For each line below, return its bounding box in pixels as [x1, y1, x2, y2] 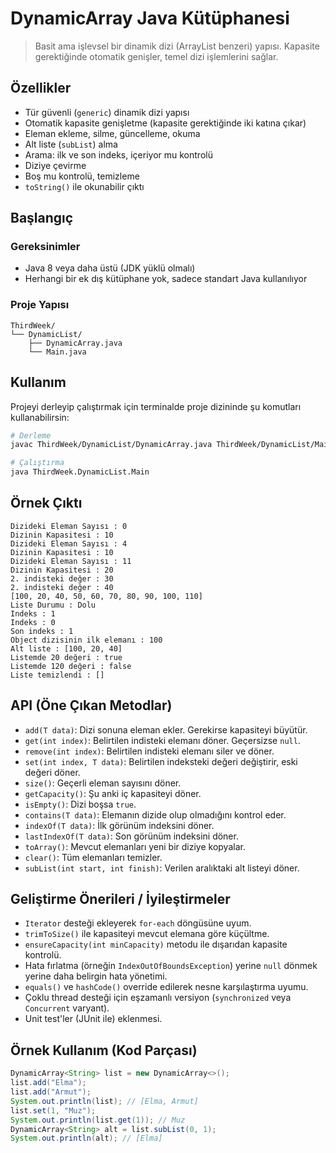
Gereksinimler [10, 240, 81, 254]
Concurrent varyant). [24, 1002, 110, 1014]
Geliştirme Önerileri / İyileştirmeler [10, 891, 231, 908]
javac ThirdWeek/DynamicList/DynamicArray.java [10, 440, 213, 450]
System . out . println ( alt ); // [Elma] [10, 1133, 163, 1144]
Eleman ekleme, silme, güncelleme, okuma [24, 127, 201, 139]
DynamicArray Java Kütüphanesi [10, 7, 290, 30]
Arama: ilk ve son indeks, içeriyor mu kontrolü [24, 148, 213, 161]
